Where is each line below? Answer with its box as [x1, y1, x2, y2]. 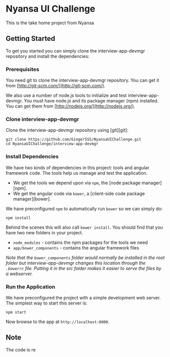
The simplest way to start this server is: [6, 300, 88, 306]
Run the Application [6, 283, 55, 290]
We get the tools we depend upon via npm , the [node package [13, 180, 141, 186]
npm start [6, 310, 27, 315]
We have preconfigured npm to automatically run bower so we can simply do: [6, 206, 163, 212]
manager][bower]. [13, 195, 51, 202]
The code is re [6, 346, 36, 352]
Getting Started [6, 34, 55, 43]
